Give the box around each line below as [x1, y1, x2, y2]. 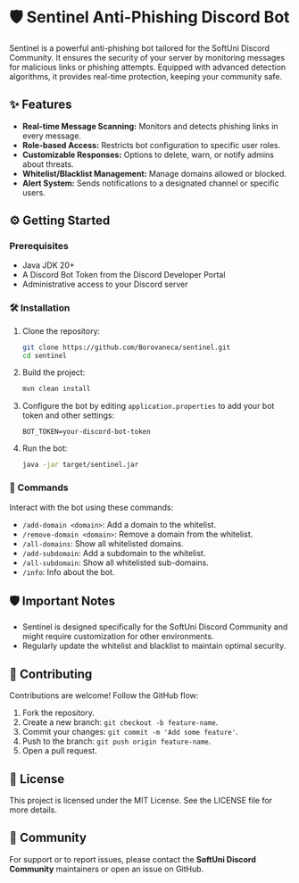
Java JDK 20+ [21, 260, 76, 271]
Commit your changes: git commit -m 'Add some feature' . [21, 727, 238, 737]
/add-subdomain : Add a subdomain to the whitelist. [21, 547, 206, 558]
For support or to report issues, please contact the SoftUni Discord [9, 854, 257, 864]
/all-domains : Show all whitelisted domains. [21, 537, 185, 549]
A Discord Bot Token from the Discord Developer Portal [21, 270, 226, 280]
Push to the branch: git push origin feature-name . [21, 736, 212, 746]
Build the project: [21, 367, 86, 378]
